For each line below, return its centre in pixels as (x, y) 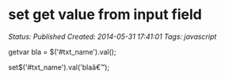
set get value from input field (105, 15)
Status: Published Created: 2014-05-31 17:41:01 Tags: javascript (113, 36)
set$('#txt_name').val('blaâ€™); (59, 67)
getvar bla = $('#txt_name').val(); (62, 51)
